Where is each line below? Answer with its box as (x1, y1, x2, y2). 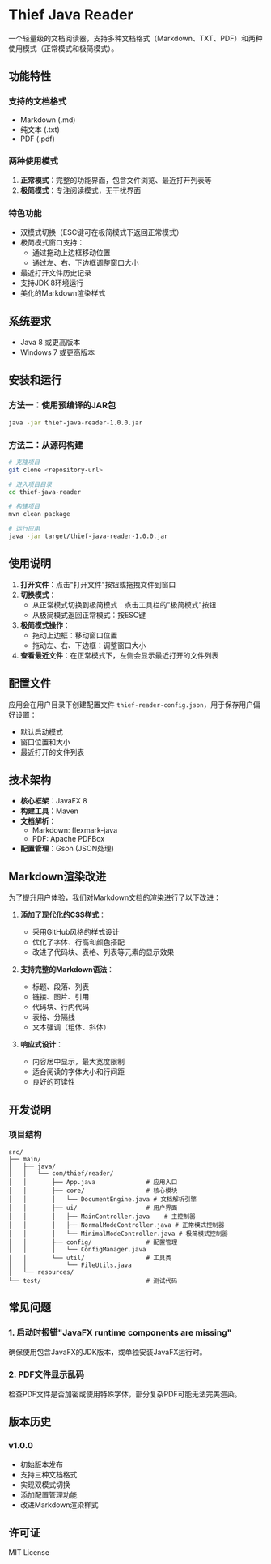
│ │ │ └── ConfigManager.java (8, 1245, 147, 1253)
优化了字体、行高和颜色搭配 (32, 937, 125, 947)
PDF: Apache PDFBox (32, 834, 105, 844)
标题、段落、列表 (32, 982, 90, 991)
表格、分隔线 (32, 1012, 75, 1022)
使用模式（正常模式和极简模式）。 (8, 43, 119, 53)
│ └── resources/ (8, 1268, 74, 1276)
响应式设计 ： (19, 1039, 63, 1050)
